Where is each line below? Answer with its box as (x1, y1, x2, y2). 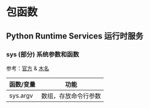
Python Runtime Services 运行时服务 (6, 31, 144, 41)
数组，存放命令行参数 (41, 91, 101, 100)
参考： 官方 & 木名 (6, 65, 49, 72)
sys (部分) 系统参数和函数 (6, 50, 79, 58)
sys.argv (9, 91, 33, 100)
